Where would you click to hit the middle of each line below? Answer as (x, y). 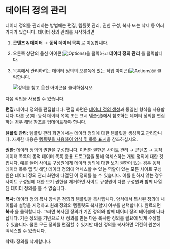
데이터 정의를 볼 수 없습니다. (38, 188)
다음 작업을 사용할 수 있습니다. (35, 98)
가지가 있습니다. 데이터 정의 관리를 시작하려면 (50, 32)
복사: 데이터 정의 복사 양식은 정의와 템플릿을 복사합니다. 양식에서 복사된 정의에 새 (85, 199)
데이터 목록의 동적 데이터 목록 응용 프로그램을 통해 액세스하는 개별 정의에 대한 (82, 156)
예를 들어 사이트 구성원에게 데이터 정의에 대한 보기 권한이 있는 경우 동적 (90, 163)
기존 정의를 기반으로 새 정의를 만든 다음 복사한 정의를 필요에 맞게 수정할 (90, 218)
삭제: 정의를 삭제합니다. (28, 241)
